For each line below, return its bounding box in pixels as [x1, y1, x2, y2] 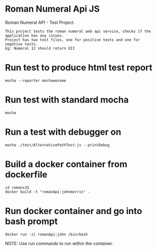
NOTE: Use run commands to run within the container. [5, 240, 113, 246]
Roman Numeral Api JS [5, 3, 100, 15]
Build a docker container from [5, 159, 127, 170]
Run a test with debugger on [5, 126, 122, 137]
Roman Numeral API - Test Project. [5, 19, 75, 25]
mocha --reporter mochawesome [5, 78, 67, 83]
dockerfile [5, 169, 48, 180]
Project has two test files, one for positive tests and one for [5, 37, 140, 42]
